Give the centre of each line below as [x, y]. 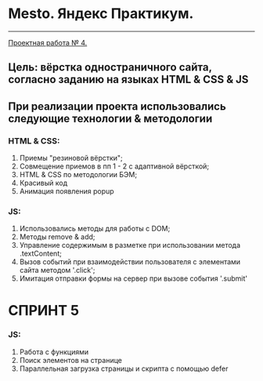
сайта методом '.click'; [57, 270]
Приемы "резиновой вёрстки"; [71, 158]
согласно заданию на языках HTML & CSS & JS [128, 80]
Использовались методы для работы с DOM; [95, 229]
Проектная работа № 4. [48, 42]
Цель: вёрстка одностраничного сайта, [110, 67]
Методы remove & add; [57, 237]
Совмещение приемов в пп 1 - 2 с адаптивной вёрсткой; [114, 166]
